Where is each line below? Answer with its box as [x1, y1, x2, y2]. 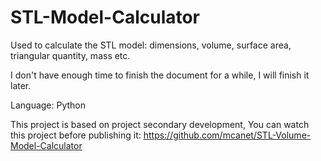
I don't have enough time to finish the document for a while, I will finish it [10, 69, 310, 81]
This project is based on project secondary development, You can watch [10, 118, 310, 130]
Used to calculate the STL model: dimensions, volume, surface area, [10, 39, 292, 51]
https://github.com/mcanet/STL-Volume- [143, 129, 312, 141]
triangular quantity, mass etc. [10, 49, 131, 61]
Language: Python [10, 99, 87, 111]
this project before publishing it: [10, 129, 142, 141]
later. [10, 79, 32, 91]
